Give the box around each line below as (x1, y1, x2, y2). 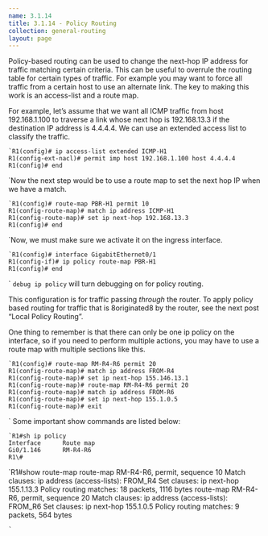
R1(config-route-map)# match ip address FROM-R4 (8, 368, 175, 376)
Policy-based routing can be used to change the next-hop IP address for (8, 56, 249, 66)
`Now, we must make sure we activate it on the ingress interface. (8, 235, 223, 245)
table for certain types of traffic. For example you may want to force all (8, 73, 243, 83)
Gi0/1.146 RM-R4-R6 (8, 447, 92, 455)
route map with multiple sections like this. (8, 344, 146, 355)
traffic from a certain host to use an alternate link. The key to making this (8, 82, 249, 92)
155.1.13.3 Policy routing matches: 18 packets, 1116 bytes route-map (8, 484, 230, 494)
